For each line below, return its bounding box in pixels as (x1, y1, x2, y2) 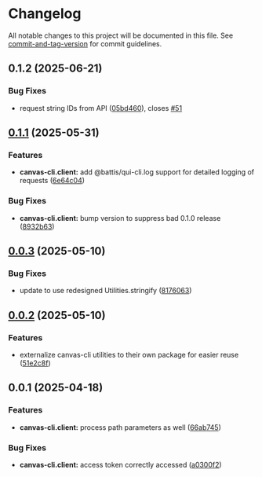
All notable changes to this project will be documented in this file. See (8, 31, 234, 40)
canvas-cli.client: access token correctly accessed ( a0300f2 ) (19, 460, 222, 469)
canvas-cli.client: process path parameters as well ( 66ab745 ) (19, 422, 222, 432)
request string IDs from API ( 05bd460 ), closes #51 (19, 103, 183, 112)
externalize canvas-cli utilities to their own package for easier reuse (19, 350, 239, 359)
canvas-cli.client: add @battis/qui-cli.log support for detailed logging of (19, 167, 255, 177)
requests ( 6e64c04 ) (19, 176, 85, 185)
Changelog (8, 5, 82, 23)
